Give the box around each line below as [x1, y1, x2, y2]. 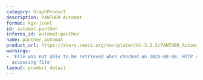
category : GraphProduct [6, 8, 66, 15]
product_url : [6, 43, 39, 49]
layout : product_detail [6, 64, 66, 71]
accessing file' [11, 59, 53, 65]
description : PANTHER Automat [6, 14, 83, 20]
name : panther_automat [6, 37, 63, 43]
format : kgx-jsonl [6, 20, 53, 26]
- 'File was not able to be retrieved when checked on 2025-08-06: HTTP [6, 54, 193, 60]
